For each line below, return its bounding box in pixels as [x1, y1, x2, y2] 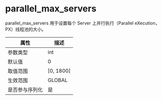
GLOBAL [47, 77, 68, 84]
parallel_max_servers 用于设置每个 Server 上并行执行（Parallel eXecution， [5, 20, 160, 26]
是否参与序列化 [7, 86, 43, 93]
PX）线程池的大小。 [5, 26, 46, 32]
